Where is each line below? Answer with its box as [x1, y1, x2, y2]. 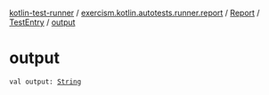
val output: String [9, 77, 82, 86]
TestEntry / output [9, 17, 76, 28]
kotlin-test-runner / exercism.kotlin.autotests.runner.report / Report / [9, 8, 260, 18]
